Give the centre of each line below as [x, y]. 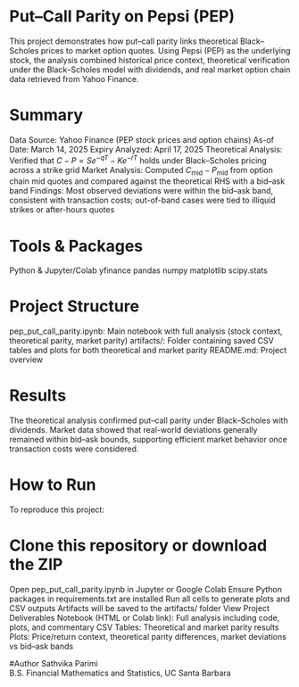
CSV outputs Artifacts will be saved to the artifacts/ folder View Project [139, 608]
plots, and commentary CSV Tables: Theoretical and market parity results [144, 627]
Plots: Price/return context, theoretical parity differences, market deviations [148, 637]
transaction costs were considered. [74, 449]
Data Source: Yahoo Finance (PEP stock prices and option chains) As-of [142, 139]
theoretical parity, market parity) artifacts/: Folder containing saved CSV [141, 341]
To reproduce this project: [57, 509]
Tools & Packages [76, 246]
